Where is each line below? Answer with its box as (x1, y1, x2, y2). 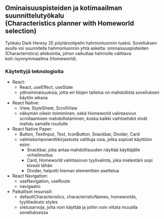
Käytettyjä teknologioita (5, 68, 64, 75)
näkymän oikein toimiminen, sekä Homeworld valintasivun (19, 110, 137, 116)
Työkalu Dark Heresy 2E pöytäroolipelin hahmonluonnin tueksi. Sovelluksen (5, 40, 158, 46)
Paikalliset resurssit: (12, 189, 53, 194)
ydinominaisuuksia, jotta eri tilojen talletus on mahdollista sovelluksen (19, 89, 160, 95)
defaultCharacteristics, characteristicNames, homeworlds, (19, 194, 137, 200)
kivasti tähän (26, 163, 53, 168)
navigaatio (19, 184, 41, 190)
